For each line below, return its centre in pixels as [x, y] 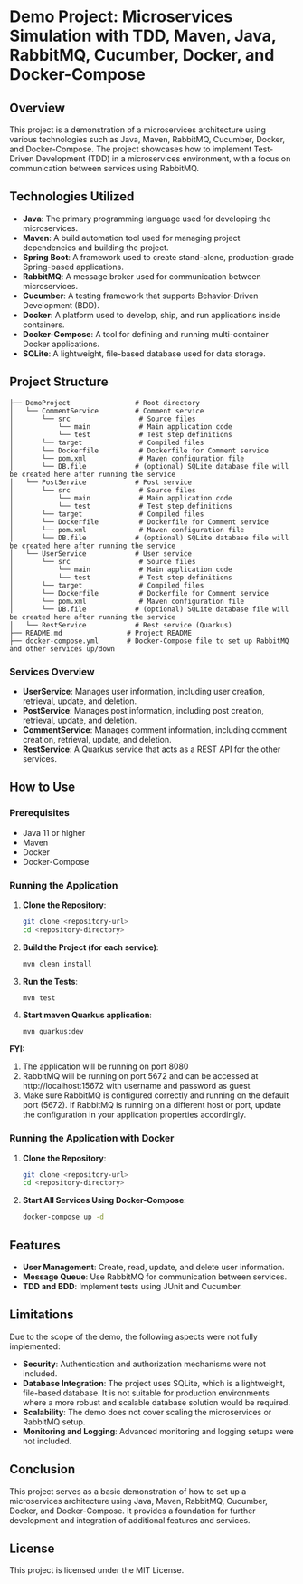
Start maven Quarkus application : [87, 1015]
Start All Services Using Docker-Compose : [104, 1200]
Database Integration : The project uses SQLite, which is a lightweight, [154, 1383]
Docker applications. [61, 344]
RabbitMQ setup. [54, 1422]
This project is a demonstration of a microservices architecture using [138, 130]
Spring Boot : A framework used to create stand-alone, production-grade [158, 257]
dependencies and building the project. [95, 248]
